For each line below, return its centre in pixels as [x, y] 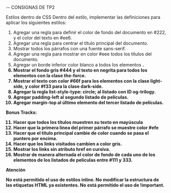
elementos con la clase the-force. [49, 75]
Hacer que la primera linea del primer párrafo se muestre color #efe [86, 127]
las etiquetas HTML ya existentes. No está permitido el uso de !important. [85, 185]
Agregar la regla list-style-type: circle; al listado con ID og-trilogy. [84, 92]
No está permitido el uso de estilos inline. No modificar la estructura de [82, 180]
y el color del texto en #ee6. [42, 38]
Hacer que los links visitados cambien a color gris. [67, 144]
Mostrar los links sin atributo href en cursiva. [62, 149]
